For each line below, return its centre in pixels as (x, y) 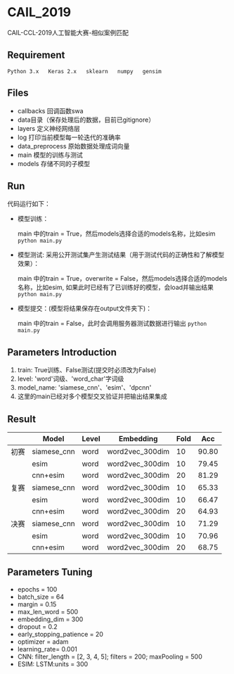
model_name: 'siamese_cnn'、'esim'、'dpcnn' (84, 388)
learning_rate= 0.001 (47, 649)
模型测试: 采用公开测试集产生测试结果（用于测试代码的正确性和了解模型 (121, 255)
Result (22, 419)
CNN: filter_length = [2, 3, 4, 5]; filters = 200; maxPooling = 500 (110, 656)
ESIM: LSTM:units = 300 (53, 664)
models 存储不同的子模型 (53, 163)
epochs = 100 (37, 589)
